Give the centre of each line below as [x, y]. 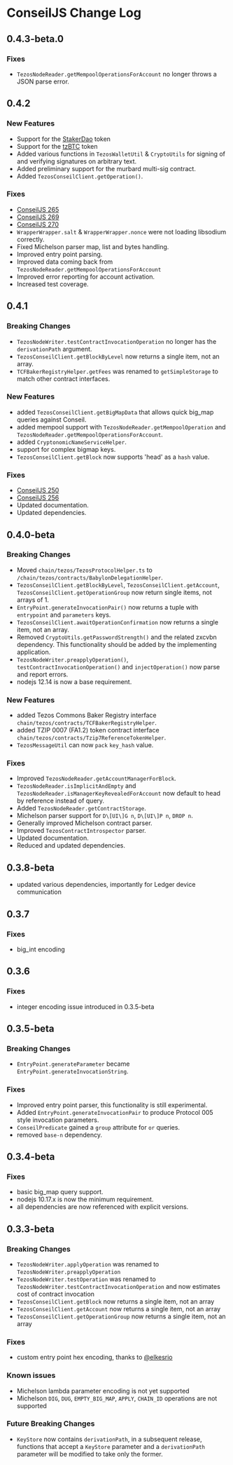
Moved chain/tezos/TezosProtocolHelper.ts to [85, 570]
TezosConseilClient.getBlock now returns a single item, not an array [115, 1301]
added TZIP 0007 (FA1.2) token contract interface [88, 730]
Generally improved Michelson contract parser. [84, 823]
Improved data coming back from [65, 262]
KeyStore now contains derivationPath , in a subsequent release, [109, 1439]
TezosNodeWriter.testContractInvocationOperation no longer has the [116, 341]
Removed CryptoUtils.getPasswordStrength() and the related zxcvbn [117, 637]
